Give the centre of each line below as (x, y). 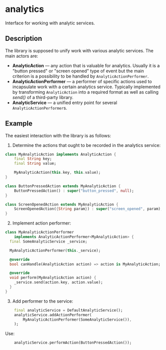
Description (24, 39)
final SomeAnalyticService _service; (49, 241)
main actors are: (22, 56)
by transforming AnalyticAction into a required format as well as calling (85, 92)
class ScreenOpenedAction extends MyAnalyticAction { (62, 204)
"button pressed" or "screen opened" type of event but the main (78, 71)
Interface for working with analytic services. (50, 23)
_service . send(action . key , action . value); (58, 282)
